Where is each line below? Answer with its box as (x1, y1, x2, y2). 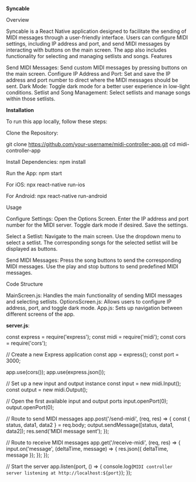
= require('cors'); (6, 340, 47, 346)
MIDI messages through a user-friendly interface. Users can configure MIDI (6, 34, 188, 41)
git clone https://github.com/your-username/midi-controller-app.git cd (6, 141, 176, 147)
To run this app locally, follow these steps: (6, 118, 108, 125)
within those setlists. (6, 95, 56, 102)
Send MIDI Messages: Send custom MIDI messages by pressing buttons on (6, 64, 188, 71)
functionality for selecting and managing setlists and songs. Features (6, 53, 173, 59)
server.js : (6, 322, 30, 329)
